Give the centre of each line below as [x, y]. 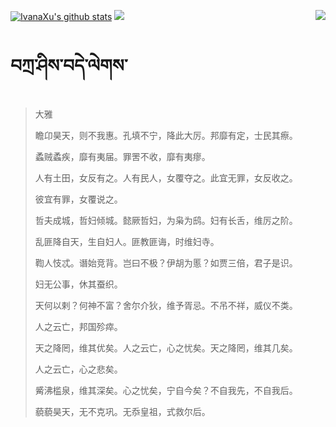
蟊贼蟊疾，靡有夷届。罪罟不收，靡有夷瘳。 [122, 156]
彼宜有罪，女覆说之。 [78, 199]
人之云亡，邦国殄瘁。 [78, 326]
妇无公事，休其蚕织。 [78, 284]
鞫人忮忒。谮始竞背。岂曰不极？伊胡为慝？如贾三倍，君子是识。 [166, 262]
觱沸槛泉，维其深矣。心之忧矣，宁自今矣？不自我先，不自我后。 [166, 390]
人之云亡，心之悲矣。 [78, 369]
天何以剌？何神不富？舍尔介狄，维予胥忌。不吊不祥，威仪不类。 [166, 305]
